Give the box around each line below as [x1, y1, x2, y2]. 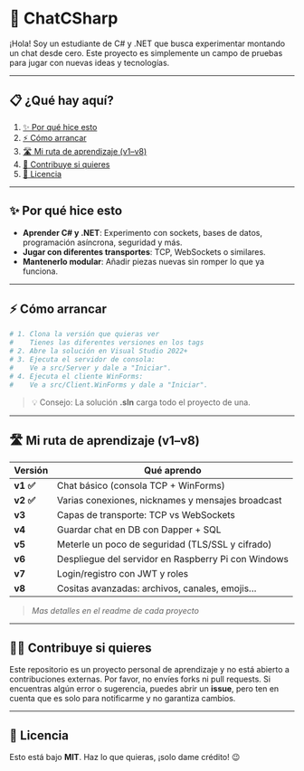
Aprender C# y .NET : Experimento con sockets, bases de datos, [22, 227, 262, 238]
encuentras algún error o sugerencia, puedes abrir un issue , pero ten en [9, 683, 280, 694]
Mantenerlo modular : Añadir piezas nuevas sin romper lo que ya [22, 256, 265, 267]
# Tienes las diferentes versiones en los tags [9, 338, 204, 347]
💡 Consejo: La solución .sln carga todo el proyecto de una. [31, 397, 251, 408]
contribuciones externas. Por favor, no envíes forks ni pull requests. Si [9, 673, 271, 685]
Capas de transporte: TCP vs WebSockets [57, 509, 235, 522]
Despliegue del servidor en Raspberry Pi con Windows [57, 553, 290, 566]
